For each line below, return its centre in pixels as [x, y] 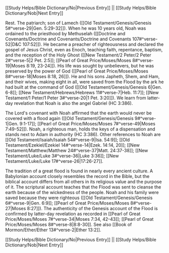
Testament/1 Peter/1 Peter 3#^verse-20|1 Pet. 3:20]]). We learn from [76, 98]
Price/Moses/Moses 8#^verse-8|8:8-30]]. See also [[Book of [69, 225]
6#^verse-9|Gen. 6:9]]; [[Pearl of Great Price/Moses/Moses [67, 203]
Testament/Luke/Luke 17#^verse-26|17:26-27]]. [54, 161]
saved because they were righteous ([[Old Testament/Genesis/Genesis [79, 198]
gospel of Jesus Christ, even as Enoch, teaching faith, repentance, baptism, [84, 50]
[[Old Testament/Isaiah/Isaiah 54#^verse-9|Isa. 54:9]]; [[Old [68, 140]
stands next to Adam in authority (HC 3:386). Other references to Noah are [83, 134]
